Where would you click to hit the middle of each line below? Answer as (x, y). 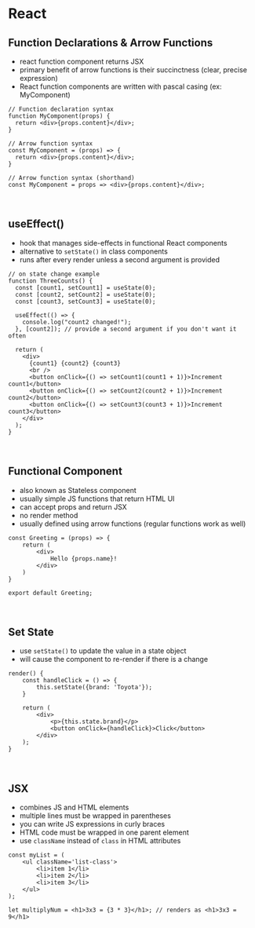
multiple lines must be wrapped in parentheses (95, 816)
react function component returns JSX (82, 61)
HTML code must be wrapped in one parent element (104, 832)
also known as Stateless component (78, 490)
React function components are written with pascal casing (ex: (120, 86)
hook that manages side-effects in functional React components (123, 243)
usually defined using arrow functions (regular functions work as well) (133, 524)
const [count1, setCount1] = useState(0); (86, 287)
